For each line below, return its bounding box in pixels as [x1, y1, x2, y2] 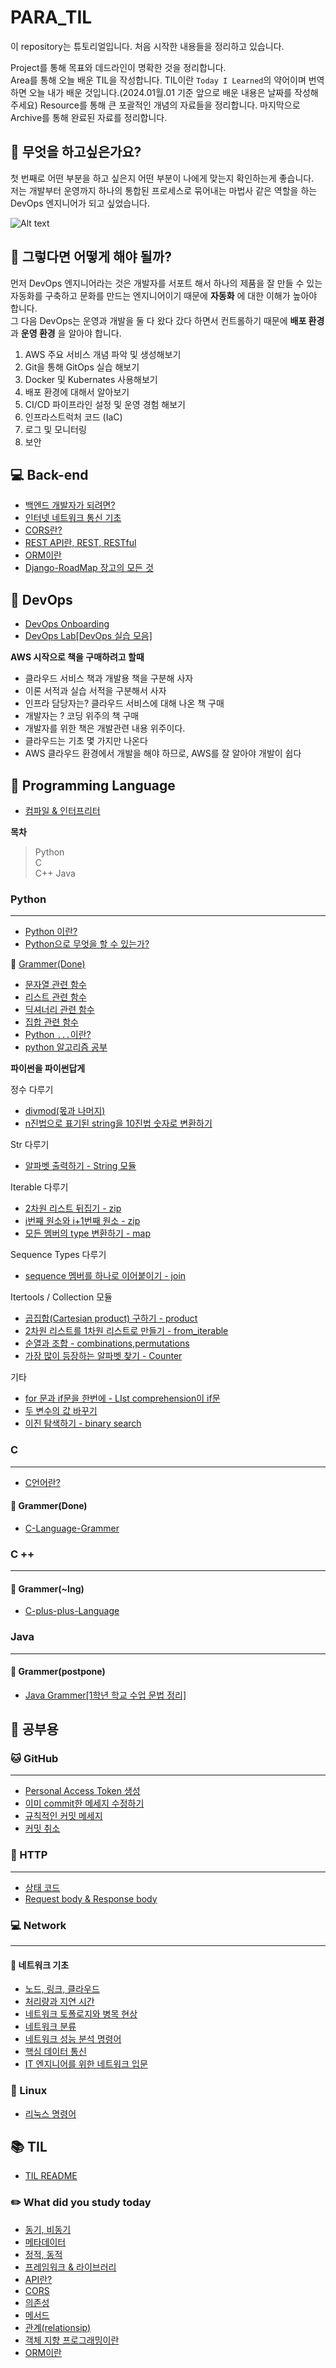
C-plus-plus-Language [24, 1605, 120, 1617]
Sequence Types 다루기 [10, 1249, 107, 1261]
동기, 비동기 [24, 2223, 72, 2235]
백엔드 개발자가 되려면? [24, 499, 116, 511]
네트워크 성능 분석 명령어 [24, 2033, 122, 2045]
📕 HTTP [10, 1848, 48, 1862]
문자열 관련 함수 [24, 979, 87, 991]
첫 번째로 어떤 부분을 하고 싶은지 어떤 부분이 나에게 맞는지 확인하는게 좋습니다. [10, 172, 315, 184]
